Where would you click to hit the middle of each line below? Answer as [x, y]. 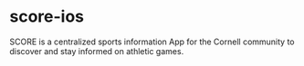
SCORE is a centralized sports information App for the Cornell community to [152, 42]
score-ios [47, 17]
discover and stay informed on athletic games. [97, 51]
